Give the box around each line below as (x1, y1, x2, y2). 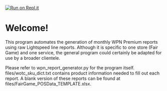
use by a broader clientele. (5, 55, 61, 61)
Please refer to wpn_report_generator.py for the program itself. (5, 64, 135, 70)
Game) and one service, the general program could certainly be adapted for (5, 49, 162, 55)
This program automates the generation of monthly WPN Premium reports (5, 39, 158, 45)
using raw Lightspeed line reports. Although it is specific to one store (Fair (5, 44, 158, 50)
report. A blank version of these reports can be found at (5, 75, 120, 81)
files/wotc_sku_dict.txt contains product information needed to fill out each (5, 70, 159, 76)
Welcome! (5, 23, 49, 34)
